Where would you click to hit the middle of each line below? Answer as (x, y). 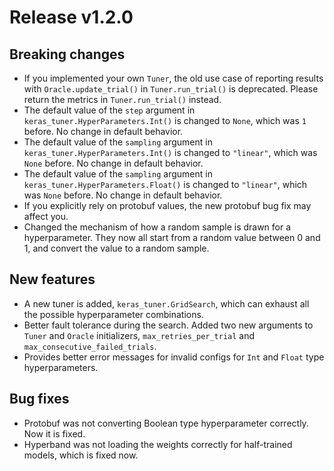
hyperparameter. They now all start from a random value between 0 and (172, 237)
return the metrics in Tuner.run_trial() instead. (122, 99)
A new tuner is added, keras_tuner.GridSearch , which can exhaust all (166, 303)
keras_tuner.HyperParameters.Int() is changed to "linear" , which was (170, 152)
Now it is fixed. (54, 433)
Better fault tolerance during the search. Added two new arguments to (168, 325)
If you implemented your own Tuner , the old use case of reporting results (173, 78)
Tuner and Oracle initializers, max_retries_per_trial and (139, 335)
